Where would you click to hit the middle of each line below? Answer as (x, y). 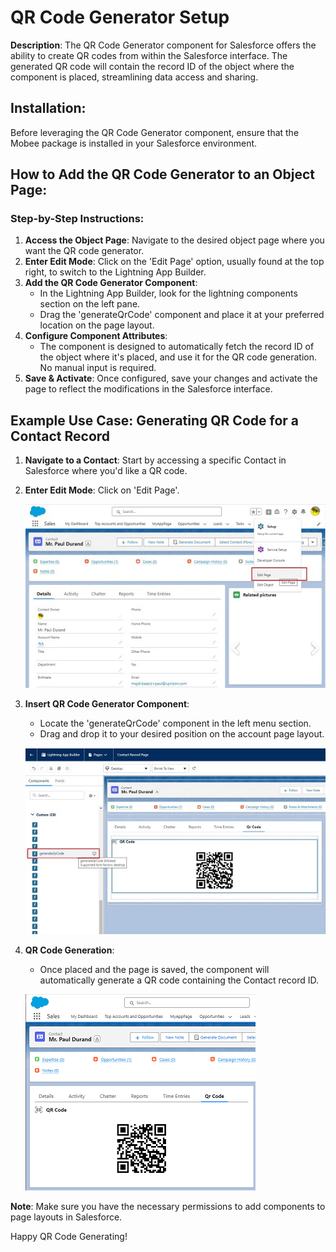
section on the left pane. (90, 304)
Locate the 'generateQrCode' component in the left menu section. (175, 723)
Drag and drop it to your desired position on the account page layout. (182, 734)
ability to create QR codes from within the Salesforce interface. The (149, 55)
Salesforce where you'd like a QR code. (106, 471)
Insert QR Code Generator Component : (107, 704)
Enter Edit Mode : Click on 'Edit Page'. (102, 490)
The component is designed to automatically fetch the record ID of (177, 347)
